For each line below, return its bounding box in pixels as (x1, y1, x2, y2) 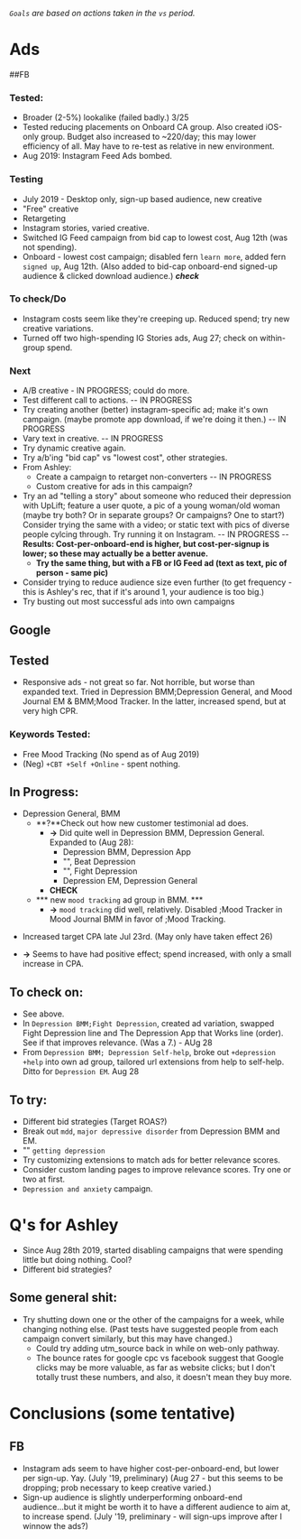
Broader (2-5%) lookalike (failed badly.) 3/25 (22, 112, 189, 123)
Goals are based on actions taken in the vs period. (9, 8, 196, 18)
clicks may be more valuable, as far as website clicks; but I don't (35, 1362, 276, 1373)
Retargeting (22, 212, 66, 224)
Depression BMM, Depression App (62, 847, 192, 858)
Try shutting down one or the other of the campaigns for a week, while (22, 1313, 285, 1325)
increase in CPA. (22, 959, 84, 969)
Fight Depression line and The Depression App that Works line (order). (22, 1028, 284, 1039)
